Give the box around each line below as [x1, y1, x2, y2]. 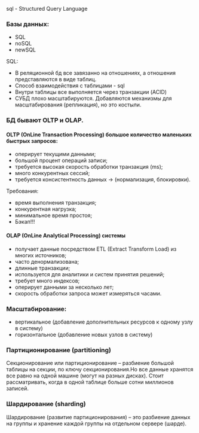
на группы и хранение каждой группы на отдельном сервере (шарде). [6, 420, 187, 427]
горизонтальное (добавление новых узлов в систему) [14, 331, 153, 338]
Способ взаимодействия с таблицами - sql [14, 82, 125, 89]
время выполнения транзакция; [14, 199, 97, 206]
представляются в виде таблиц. [14, 76, 97, 83]
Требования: [6, 188, 39, 195]
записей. [6, 385, 29, 392]
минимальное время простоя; [14, 212, 93, 219]
